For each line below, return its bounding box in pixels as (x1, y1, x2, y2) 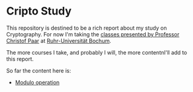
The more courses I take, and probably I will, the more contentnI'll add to (6, 48, 188, 56)
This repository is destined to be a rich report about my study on (6, 24, 168, 31)
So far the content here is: (6, 67, 71, 74)
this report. (6, 55, 34, 62)
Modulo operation (15, 79, 60, 86)
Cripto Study (6, 4, 72, 18)
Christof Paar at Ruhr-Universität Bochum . (6, 37, 111, 44)
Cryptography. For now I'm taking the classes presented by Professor (6, 30, 180, 38)
